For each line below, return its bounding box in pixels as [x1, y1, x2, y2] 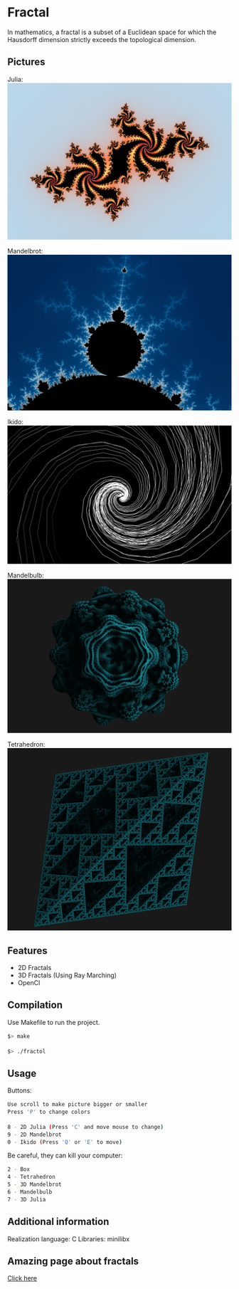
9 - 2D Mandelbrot [7, 1131, 62, 1138]
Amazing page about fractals [7, 1256, 139, 1268]
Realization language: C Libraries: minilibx [7, 1234, 130, 1243]
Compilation [7, 999, 63, 1011]
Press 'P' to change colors [7, 1108, 91, 1116]
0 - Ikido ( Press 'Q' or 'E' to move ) [7, 1138, 122, 1146]
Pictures [7, 56, 46, 68]
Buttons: [7, 1086, 32, 1095]
